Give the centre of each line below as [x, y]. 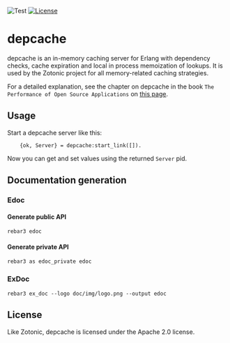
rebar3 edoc [24, 231]
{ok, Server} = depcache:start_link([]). [80, 145]
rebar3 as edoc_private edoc [49, 261]
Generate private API [38, 247]
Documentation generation [67, 180]
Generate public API [37, 217]
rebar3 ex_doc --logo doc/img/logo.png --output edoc [87, 294]
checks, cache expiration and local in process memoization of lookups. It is [115, 66]
